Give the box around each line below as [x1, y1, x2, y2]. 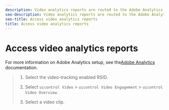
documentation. [5, 64, 38, 70]
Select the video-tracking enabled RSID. [25, 74, 108, 80]
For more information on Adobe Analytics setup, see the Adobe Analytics [5, 59, 155, 65]
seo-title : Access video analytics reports [5, 16, 98, 21]
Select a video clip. [25, 99, 65, 105]
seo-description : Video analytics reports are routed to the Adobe [5, 12, 150, 17]
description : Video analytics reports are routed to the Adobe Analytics [5, 7, 163, 12]
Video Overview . [25, 89, 58, 95]
